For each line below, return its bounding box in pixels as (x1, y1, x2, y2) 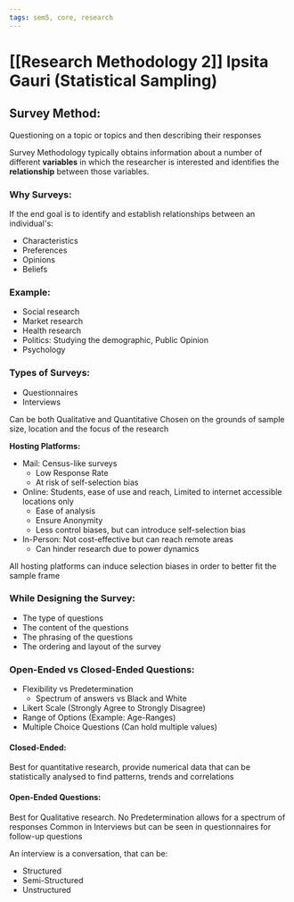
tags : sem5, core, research (9, 13, 114, 22)
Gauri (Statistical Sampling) (9, 71, 218, 90)
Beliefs (21, 263, 48, 274)
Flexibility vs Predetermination (21, 684, 134, 695)
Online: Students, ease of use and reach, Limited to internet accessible (21, 486, 282, 497)
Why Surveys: (9, 188, 72, 201)
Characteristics (21, 235, 78, 246)
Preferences (21, 245, 68, 255)
